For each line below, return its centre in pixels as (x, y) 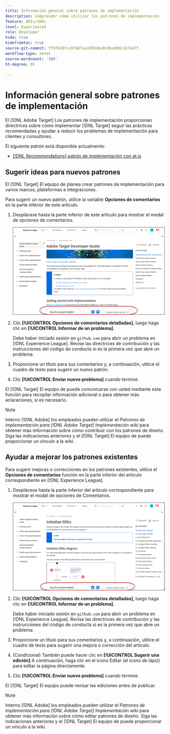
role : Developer (22, 32)
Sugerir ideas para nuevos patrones (63, 172)
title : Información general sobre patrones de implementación (72, 11)
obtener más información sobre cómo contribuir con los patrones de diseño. (85, 430)
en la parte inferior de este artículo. (42, 205)
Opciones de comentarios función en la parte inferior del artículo (74, 475)
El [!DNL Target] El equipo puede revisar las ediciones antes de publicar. (80, 685)
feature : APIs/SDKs (26, 21)
